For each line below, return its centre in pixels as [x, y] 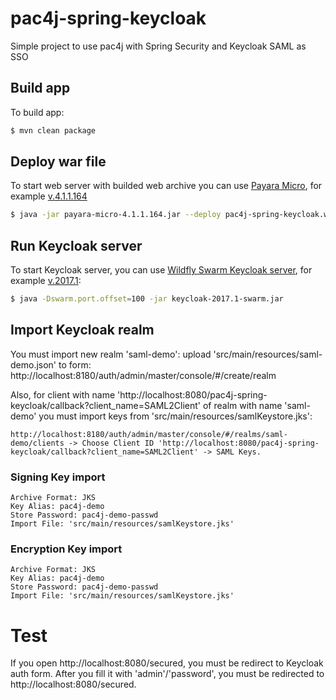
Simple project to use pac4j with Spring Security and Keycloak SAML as [158, 46]
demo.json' [33, 364]
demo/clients [37, 443]
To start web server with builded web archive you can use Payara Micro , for [166, 186]
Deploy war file [58, 162]
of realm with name [242, 405]
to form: [75, 364]
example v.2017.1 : [46, 281]
